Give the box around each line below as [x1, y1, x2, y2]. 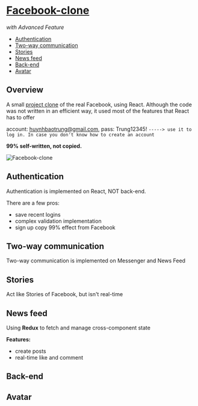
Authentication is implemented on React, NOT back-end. [6, 188, 146, 195]
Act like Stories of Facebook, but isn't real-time [6, 291, 123, 298]
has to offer [6, 113, 35, 121]
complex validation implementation [14, 217, 102, 224]
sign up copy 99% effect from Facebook [14, 224, 116, 231]
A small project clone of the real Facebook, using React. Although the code [6, 101, 193, 108]
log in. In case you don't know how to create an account [6, 132, 155, 138]
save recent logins [14, 211, 61, 218]
